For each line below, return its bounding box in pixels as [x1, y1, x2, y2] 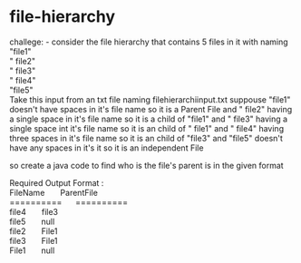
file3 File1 [9, 235, 58, 246]
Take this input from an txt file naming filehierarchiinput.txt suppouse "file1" [9, 93, 291, 105]
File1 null [9, 245, 55, 256]
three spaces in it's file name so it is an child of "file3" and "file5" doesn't [9, 132, 284, 143]
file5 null [9, 216, 55, 227]
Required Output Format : [9, 177, 104, 188]
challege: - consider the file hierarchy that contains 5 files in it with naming [9, 36, 288, 47]
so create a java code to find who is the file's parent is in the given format [9, 160, 284, 170]
